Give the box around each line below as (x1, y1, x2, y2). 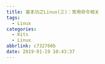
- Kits (12, 32, 29, 38)
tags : (6, 15, 20, 21)
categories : (6, 26, 37, 32)
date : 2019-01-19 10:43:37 (6, 49, 75, 55)
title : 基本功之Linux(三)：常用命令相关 (6, 9, 100, 15)
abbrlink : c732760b (6, 43, 56, 49)
